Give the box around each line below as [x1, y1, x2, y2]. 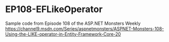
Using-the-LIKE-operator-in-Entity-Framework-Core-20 [5, 31, 121, 37]
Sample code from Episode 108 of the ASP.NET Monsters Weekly [5, 20, 141, 26]
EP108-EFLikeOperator [5, 4, 103, 15]
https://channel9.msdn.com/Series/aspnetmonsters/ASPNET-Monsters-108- [5, 25, 164, 31]
